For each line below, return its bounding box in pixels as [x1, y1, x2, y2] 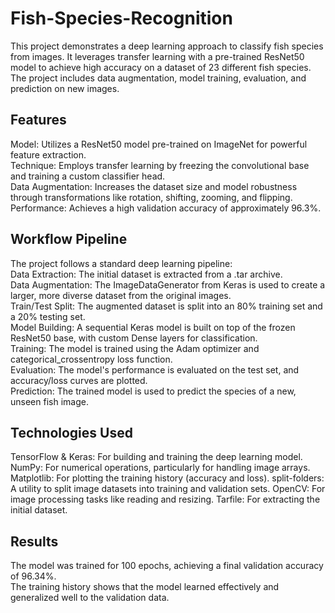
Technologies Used [10, 424, 133, 441]
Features [10, 112, 67, 129]
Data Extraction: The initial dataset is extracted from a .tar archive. [10, 268, 283, 280]
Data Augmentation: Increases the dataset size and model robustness [10, 180, 298, 192]
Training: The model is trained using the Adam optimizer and [10, 342, 260, 354]
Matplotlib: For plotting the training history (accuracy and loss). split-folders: [10, 472, 325, 484]
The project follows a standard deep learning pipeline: [10, 257, 233, 269]
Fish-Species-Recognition [10, 7, 233, 30]
